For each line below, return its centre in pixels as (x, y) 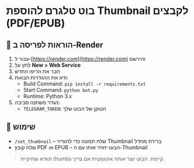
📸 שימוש (21, 127)
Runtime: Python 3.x (48, 96)
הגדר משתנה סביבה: (37, 102)
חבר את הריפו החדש (37, 71)
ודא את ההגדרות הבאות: (41, 78)
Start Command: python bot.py (60, 90)
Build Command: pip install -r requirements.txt (84, 84)
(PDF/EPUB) (36, 23)
